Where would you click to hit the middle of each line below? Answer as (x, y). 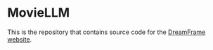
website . (20, 39)
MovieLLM (39, 13)
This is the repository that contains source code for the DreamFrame (106, 32)
